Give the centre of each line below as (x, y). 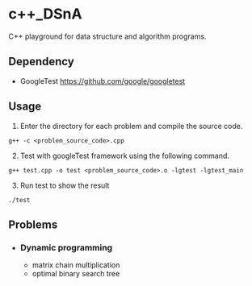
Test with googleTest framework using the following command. (125, 155)
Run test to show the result (65, 185)
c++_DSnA (45, 14)
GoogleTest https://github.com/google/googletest (103, 81)
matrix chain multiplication (76, 265)
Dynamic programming (66, 247)
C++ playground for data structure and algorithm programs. (107, 36)
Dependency (41, 62)
